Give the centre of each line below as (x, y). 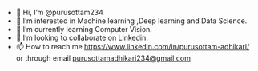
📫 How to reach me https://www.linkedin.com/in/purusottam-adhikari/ (133, 47)
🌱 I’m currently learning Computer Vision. (84, 29)
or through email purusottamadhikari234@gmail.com (103, 58)
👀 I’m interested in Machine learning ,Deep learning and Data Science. (131, 21)
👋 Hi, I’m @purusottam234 (60, 12)
